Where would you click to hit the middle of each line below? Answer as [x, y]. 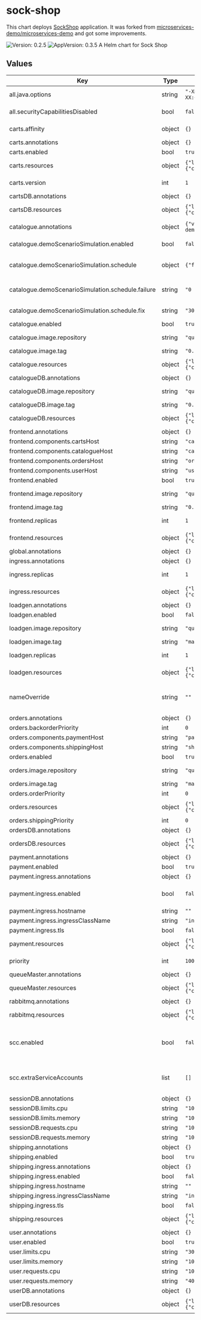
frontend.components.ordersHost [56, 461]
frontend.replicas [33, 520]
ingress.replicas [31, 574]
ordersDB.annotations [40, 830]
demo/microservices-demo [40, 33]
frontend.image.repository [46, 493]
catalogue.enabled [35, 324]
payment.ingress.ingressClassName [60, 920]
